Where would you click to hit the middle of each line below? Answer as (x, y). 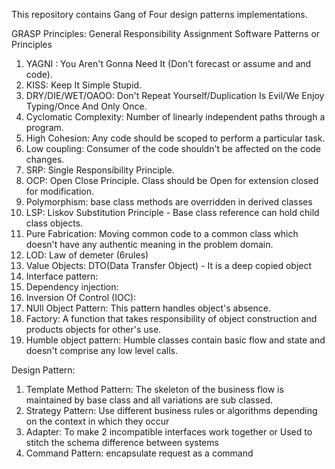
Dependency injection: (72, 287)
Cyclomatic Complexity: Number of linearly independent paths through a (175, 117)
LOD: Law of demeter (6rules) (87, 255)
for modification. (60, 191)
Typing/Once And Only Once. (86, 106)
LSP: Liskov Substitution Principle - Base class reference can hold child (172, 212)
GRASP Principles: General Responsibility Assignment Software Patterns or (166, 33)
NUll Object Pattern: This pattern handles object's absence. (148, 308)
